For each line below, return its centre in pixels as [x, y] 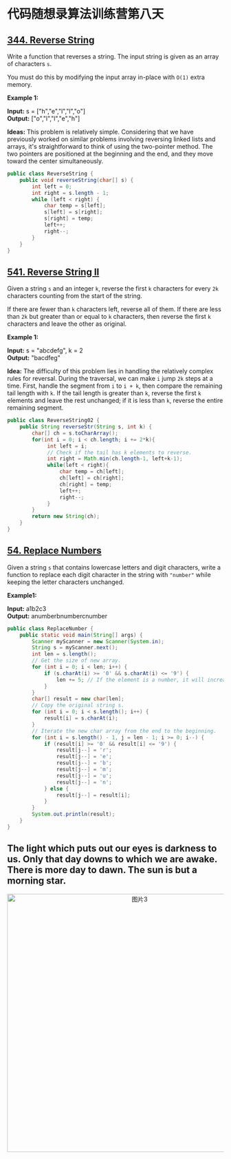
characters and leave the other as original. [67, 324]
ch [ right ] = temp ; [86, 484]
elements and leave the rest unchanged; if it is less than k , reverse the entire [115, 401]
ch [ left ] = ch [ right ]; [92, 478]
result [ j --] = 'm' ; [84, 769]
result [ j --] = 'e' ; [84, 757]
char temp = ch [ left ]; [92, 472]
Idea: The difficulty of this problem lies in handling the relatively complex [110, 371]
